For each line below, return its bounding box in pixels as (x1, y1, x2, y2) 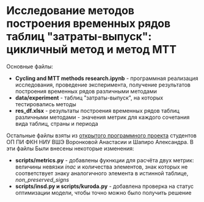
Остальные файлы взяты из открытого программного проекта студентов (6, 132, 197, 139)
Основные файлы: (6, 62, 54, 70)
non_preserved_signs (15, 176, 69, 183)
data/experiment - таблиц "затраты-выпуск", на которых (15, 94, 164, 101)
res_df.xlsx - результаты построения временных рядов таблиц (15, 107, 180, 114)
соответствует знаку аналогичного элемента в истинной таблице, (15, 169, 189, 177)
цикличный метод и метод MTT (6, 43, 177, 57)
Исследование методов (6, 4, 134, 18)
